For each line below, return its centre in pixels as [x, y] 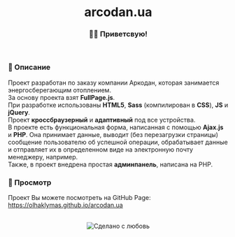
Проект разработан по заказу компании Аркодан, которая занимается [114, 82]
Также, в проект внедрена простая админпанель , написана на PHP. [110, 164]
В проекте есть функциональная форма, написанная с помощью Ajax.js [116, 127]
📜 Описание [29, 67]
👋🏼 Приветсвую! [118, 34]
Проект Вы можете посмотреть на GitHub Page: [79, 198]
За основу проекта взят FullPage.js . [62, 97]
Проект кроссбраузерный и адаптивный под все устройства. [102, 120]
